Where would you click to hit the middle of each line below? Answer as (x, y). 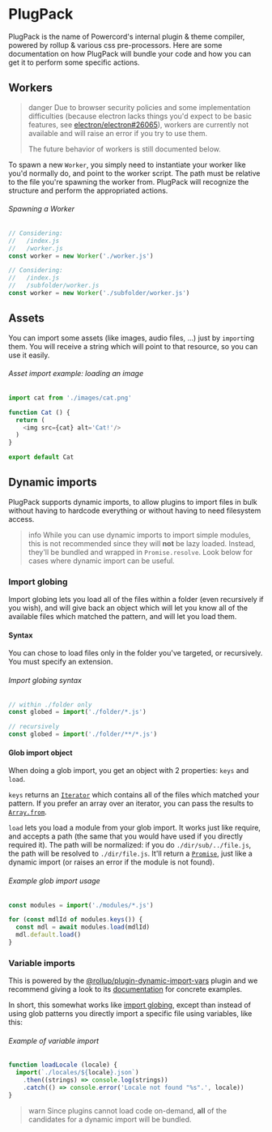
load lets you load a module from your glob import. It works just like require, (135, 828)
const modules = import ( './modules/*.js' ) (81, 905)
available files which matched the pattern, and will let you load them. (123, 617)
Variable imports (42, 963)
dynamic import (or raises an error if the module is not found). (111, 862)
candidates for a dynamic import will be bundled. (110, 1119)
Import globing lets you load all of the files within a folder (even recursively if (136, 600)
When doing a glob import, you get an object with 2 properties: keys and (129, 771)
